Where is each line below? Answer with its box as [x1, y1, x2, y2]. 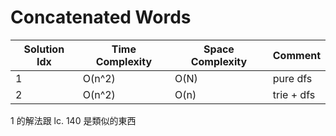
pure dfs [272, 71, 313, 85]
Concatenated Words [10, 6, 192, 29]
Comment [272, 48, 321, 62]
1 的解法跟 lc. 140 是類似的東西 [10, 114, 137, 126]
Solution [23, 42, 65, 56]
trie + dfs [272, 87, 316, 101]
